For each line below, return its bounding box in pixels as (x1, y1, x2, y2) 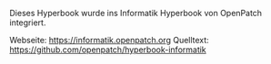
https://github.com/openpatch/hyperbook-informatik (9, 44, 206, 55)
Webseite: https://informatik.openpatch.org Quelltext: (9, 35, 209, 45)
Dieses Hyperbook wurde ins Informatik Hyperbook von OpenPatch (9, 8, 262, 18)
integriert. (9, 17, 46, 28)
